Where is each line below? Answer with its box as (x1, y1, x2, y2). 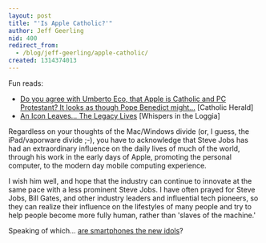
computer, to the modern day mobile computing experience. (8, 160, 207, 170)
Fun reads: (8, 78, 44, 88)
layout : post (8, 11, 52, 20)
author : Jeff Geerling (8, 26, 84, 34)
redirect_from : (8, 42, 59, 50)
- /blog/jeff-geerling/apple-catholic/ (15, 49, 149, 57)
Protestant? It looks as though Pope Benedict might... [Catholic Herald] (19, 102, 254, 112)
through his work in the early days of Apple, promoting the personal (8, 152, 232, 161)
